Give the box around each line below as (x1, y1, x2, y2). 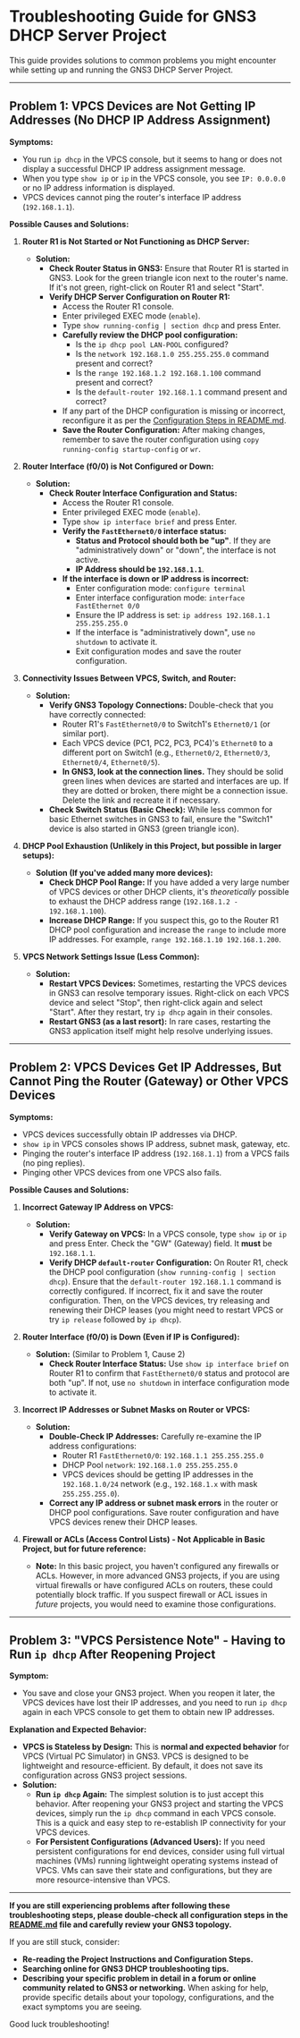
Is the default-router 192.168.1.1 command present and (75, 386, 287, 397)
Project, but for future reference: (21, 1543, 146, 1554)
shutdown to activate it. (75, 636, 158, 647)
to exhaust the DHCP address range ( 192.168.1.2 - (48, 896, 238, 906)
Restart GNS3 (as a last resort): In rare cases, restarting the (48, 1015, 271, 1026)
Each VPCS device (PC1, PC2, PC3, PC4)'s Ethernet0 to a (62, 737, 274, 748)
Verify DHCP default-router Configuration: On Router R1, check (48, 1257, 288, 1268)
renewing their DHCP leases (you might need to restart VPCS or (48, 1304, 284, 1315)
